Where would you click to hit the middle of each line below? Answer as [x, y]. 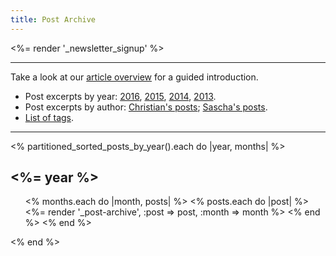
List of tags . [49, 117]
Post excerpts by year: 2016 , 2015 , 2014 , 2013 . [120, 96]
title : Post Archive [53, 19]
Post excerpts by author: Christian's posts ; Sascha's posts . [146, 107]
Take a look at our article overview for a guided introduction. [134, 77]
